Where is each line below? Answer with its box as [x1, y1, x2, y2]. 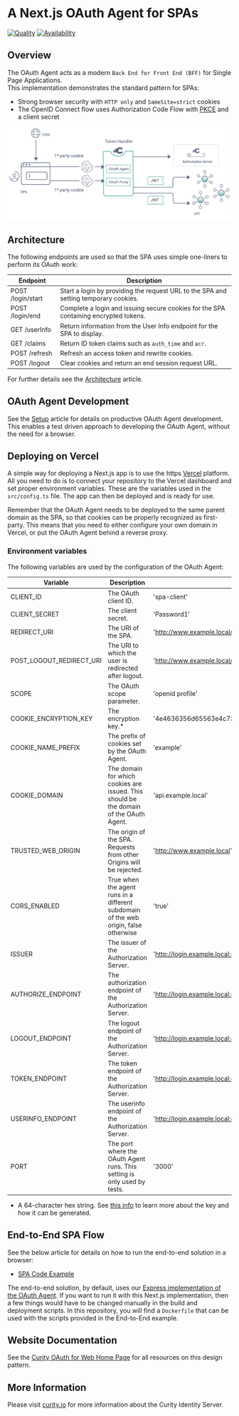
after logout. [107, 672, 144, 680]
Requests [107, 842, 135, 851]
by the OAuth [107, 747, 147, 755]
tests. [107, 1185, 124, 1193]
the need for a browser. [7, 430, 76, 438]
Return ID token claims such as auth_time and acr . [60, 339, 206, 348]
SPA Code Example [17, 1269, 75, 1278]
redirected [107, 664, 139, 672]
